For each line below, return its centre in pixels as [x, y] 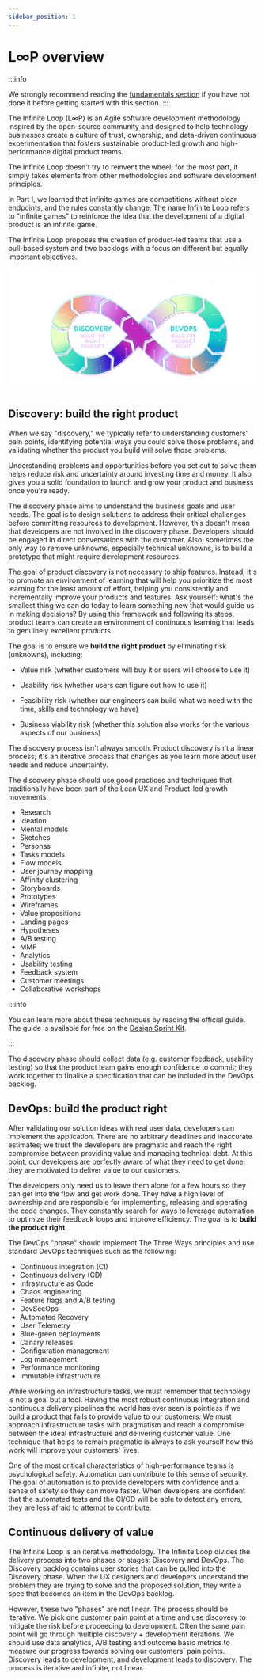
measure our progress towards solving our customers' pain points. [117, 1651]
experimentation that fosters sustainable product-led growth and [114, 143]
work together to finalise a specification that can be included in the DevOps [131, 1075]
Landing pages [44, 922]
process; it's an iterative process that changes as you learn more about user [132, 756]
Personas [35, 846]
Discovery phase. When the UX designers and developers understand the [128, 1576]
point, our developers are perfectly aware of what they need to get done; [127, 1161]
